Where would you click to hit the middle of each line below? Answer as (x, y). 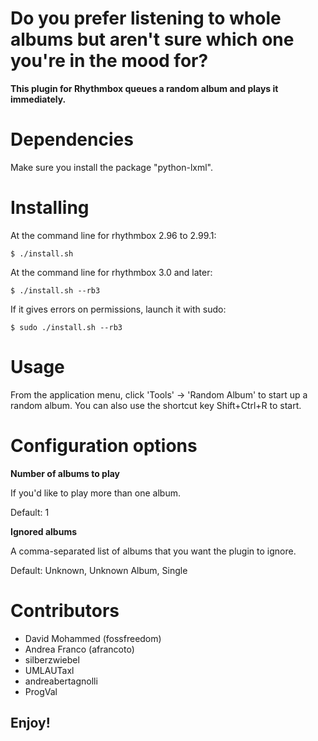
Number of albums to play (65, 473)
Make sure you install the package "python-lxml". (111, 167)
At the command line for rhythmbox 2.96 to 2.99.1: (113, 235)
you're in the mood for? (109, 61)
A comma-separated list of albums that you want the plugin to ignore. (153, 551)
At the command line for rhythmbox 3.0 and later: (111, 272)
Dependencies (72, 139)
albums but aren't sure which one (152, 39)
